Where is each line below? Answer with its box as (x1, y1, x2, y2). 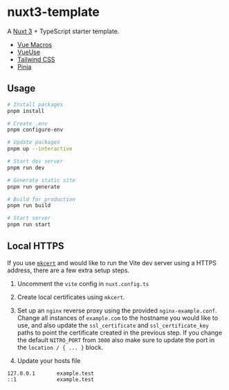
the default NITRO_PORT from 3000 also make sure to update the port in (17, 335, 215, 344)
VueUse (17, 48, 40, 56)
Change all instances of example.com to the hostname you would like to (17, 313, 219, 322)
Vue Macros (17, 40, 53, 48)
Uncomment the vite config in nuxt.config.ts (17, 279, 149, 287)
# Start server (7, 215, 51, 222)
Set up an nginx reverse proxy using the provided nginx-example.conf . (17, 306, 217, 314)
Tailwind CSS (17, 55, 55, 63)
